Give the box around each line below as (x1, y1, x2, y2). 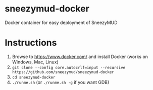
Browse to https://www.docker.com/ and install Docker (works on (12, 53, 148, 59)
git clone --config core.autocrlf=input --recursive (12, 65, 126, 70)
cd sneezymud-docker (12, 74, 56, 80)
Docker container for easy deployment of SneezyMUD (5, 19, 118, 25)
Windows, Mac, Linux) (12, 58, 59, 65)
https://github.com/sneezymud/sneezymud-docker (12, 69, 114, 74)
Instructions (5, 37, 57, 48)
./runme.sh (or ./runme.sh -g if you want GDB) (12, 79, 110, 85)
